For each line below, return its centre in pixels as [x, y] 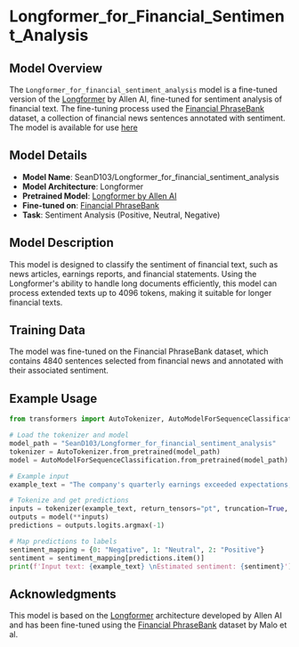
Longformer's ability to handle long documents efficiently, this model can [143, 283]
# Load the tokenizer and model [69, 435]
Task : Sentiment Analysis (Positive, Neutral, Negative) [121, 215]
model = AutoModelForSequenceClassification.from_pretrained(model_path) [149, 460]
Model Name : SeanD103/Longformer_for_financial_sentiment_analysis [151, 176]
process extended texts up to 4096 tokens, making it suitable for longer [141, 292]
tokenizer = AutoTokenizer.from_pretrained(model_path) [115, 452]
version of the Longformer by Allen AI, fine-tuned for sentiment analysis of [146, 99]
